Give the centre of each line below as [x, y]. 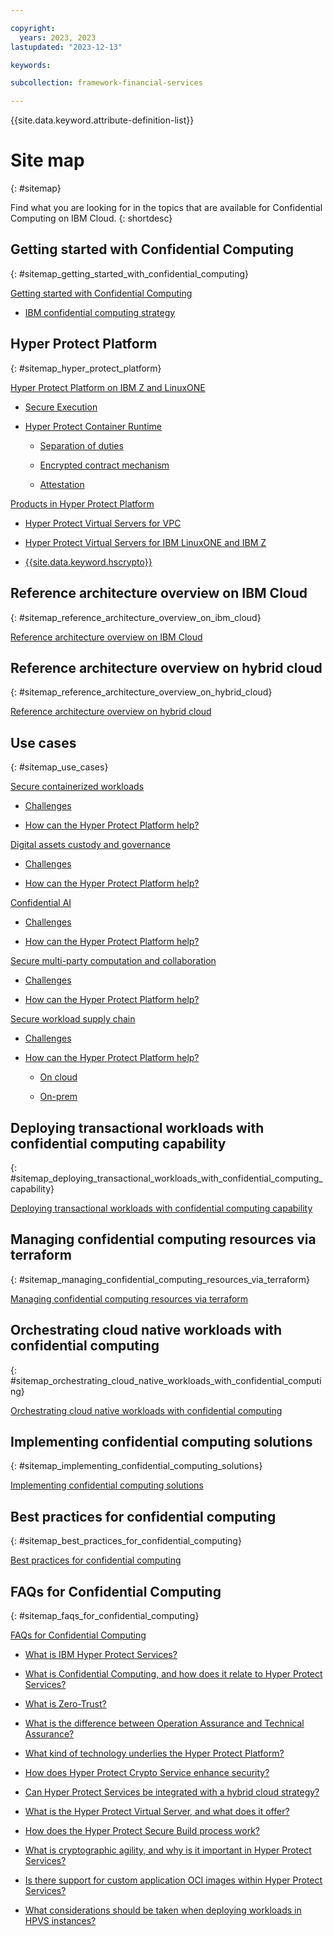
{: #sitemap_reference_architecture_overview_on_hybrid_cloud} [141, 692]
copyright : [33, 28]
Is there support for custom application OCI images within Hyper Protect [173, 1880]
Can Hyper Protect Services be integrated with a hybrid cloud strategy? [172, 1792]
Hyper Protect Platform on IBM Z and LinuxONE [108, 387]
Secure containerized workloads [77, 787]
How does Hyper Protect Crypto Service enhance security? [147, 1772]
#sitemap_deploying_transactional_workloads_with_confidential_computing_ [166, 1178]
